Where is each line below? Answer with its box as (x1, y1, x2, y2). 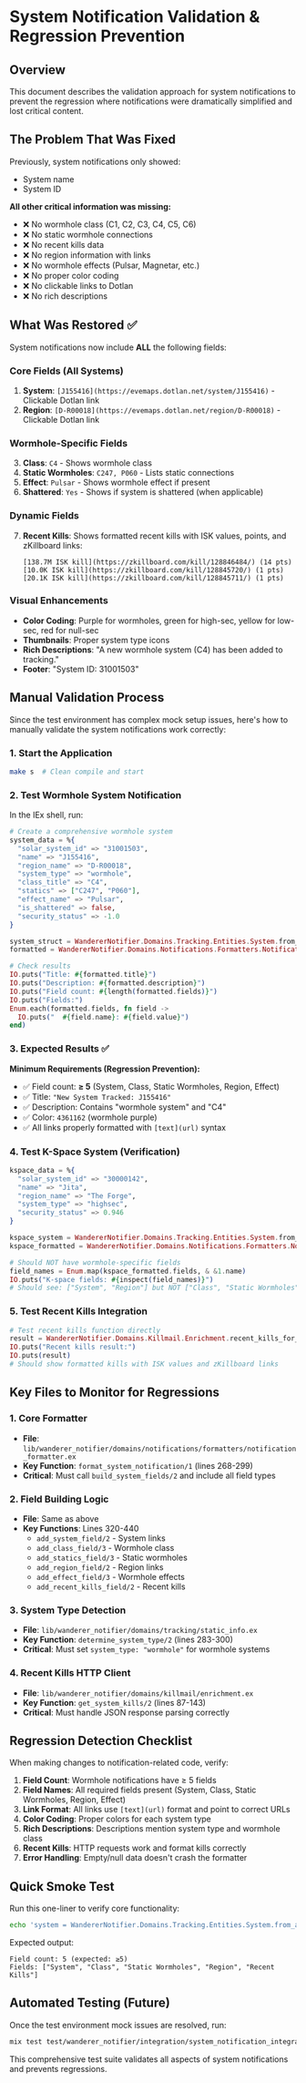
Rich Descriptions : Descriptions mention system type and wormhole (22, 1823, 280, 1834)
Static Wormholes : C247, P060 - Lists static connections (22, 467, 235, 478)
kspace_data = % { (9, 1165, 76, 1175)
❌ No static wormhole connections (22, 229, 153, 240)
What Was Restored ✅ (9, 317, 138, 333)
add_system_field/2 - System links (36, 1533, 166, 1544)
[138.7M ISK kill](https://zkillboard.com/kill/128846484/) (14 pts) (22, 558, 293, 567)
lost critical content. (9, 106, 84, 116)
